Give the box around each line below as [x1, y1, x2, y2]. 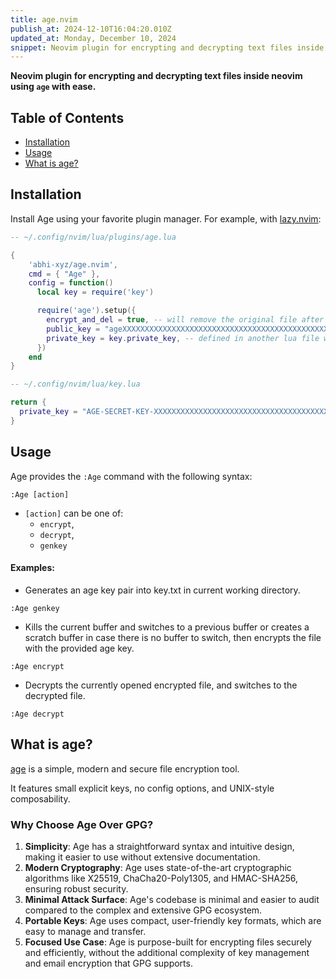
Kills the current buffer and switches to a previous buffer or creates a [24, 621, 310, 633]
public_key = [46, 324, 101, 334]
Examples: [10, 562, 55, 574]
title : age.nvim [10, 14, 78, 25]
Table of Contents [10, 109, 125, 126]
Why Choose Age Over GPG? [10, 817, 154, 831]
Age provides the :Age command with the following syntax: [10, 470, 253, 482]
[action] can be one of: [24, 507, 124, 519]
